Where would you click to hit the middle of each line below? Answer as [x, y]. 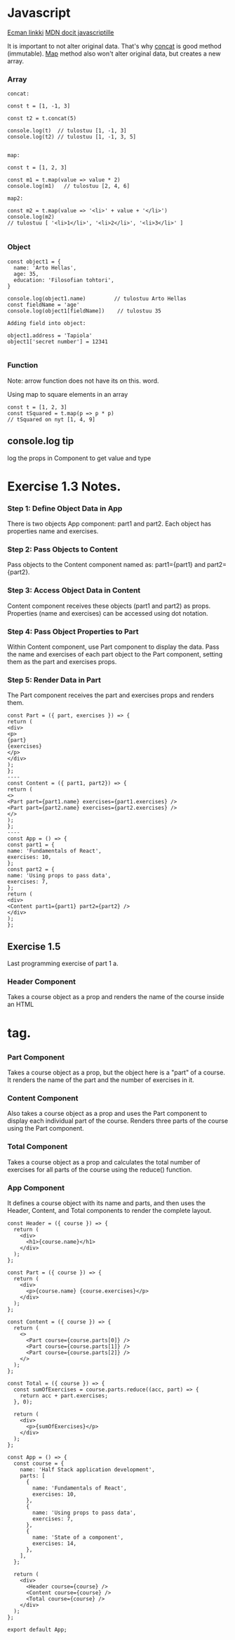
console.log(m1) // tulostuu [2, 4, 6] [69, 186]
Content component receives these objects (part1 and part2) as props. [109, 606]
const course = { [39, 1463]
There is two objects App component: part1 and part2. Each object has [109, 524]
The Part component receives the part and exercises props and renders [111, 695]
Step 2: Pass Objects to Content [62, 549]
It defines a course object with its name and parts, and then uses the [106, 1203]
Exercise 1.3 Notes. [64, 486]
